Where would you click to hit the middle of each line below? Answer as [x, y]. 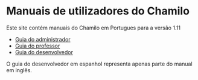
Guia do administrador [43, 39]
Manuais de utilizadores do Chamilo [98, 11]
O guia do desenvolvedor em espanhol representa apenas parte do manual [99, 64]
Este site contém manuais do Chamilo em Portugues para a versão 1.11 [94, 28]
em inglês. [19, 70]
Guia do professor [37, 46]
